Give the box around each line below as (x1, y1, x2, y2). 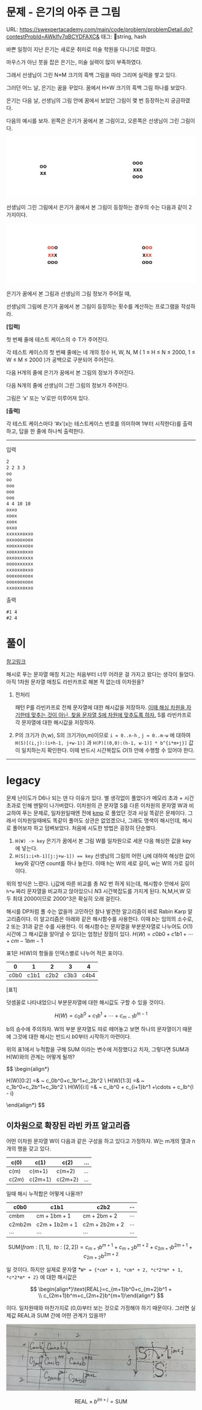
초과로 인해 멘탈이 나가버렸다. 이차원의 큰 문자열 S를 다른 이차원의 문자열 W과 (6, 802, 188, 809)
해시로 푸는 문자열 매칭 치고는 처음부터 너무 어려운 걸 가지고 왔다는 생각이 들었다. (6, 670, 195, 678)
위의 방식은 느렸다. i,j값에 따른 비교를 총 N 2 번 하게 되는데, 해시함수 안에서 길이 (6, 880, 191, 887)
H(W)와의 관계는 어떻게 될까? (6, 1053, 75, 1061)
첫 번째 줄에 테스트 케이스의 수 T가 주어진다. (6, 336, 109, 343)
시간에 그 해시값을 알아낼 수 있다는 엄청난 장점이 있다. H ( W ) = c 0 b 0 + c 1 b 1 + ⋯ (6, 930, 194, 937)
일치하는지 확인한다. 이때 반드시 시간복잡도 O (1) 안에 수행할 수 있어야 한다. (21, 746, 195, 753)
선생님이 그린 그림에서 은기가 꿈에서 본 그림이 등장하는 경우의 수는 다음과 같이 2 (6, 203, 192, 210)
